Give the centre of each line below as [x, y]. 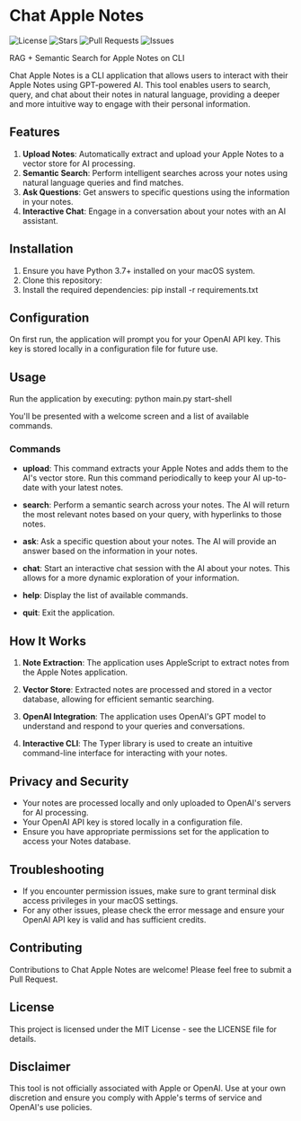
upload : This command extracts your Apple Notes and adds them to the [155, 469]
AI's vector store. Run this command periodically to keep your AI [141, 478]
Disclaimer [40, 1067]
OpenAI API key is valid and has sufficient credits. [114, 919]
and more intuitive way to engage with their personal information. [130, 103]
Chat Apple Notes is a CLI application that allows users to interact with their [149, 75]
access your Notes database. [76, 842]
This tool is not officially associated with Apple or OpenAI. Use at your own [147, 1089]
